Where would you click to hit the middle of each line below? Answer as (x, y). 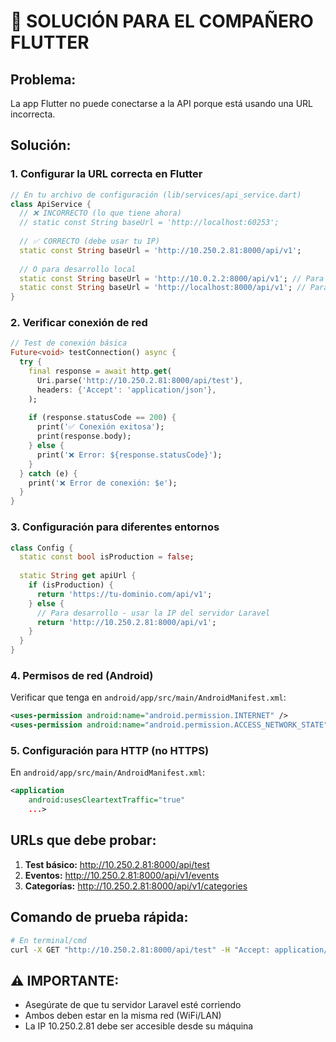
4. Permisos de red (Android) (82, 675)
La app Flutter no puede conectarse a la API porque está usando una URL (162, 103)
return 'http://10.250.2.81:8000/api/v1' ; (126, 622)
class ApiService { (51, 204)
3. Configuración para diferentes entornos (115, 527)
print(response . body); (84, 436)
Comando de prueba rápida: (99, 917)
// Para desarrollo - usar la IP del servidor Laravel (153, 613)
